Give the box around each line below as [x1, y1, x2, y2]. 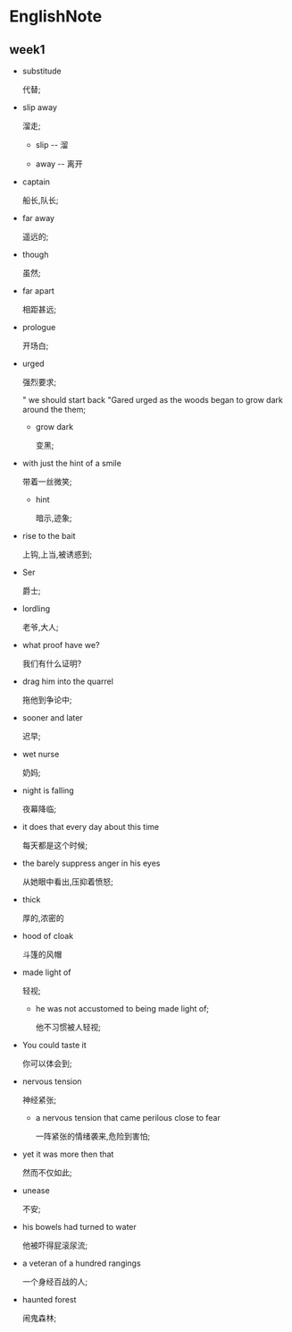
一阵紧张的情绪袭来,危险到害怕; [35, 1131, 150, 1141]
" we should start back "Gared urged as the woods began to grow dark [21, 395, 283, 405]
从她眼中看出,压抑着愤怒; [21, 876, 114, 887]
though [21, 249, 49, 260]
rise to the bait [21, 531, 76, 541]
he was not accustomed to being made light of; [35, 1003, 210, 1013]
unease [21, 1185, 51, 1196]
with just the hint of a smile [21, 458, 122, 468]
